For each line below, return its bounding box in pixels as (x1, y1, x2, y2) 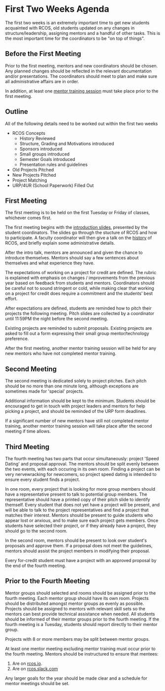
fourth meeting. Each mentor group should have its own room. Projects (5, 595, 149, 601)
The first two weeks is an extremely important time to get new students (5, 20, 150, 26)
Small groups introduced (19, 151, 70, 157)
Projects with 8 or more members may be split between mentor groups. (5, 636, 150, 642)
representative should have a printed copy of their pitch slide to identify (5, 497, 150, 503)
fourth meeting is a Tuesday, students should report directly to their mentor (5, 621, 158, 627)
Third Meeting (5, 442, 50, 451)
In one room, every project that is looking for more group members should (5, 486, 156, 492)
